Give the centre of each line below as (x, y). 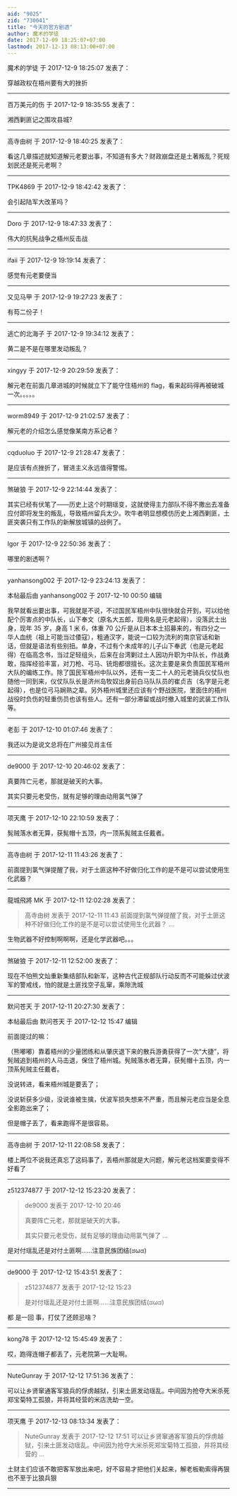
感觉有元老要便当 (32, 275)
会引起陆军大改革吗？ (38, 202)
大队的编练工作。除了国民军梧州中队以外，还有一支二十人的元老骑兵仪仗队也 (119, 672)
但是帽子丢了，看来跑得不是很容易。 (60, 1123)
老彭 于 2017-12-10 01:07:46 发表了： (61, 729)
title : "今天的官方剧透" (40, 27)
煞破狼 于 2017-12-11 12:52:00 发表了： (63, 961)
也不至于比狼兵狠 (32, 1478)
